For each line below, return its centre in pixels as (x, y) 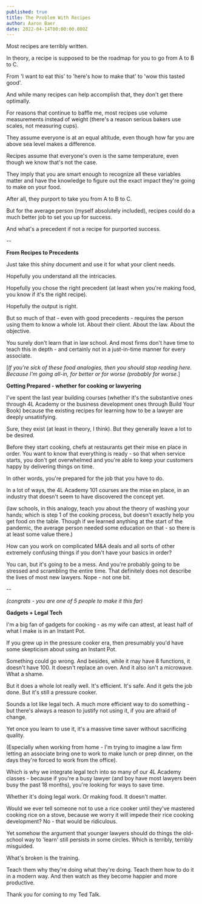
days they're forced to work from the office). (62, 760)
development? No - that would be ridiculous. (62, 821)
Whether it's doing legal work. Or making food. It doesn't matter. (86, 797)
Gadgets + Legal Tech (34, 613)
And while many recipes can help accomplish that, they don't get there (95, 94)
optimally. (19, 101)
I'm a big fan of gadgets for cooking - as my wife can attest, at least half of (99, 624)
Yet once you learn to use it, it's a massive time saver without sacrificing (96, 729)
